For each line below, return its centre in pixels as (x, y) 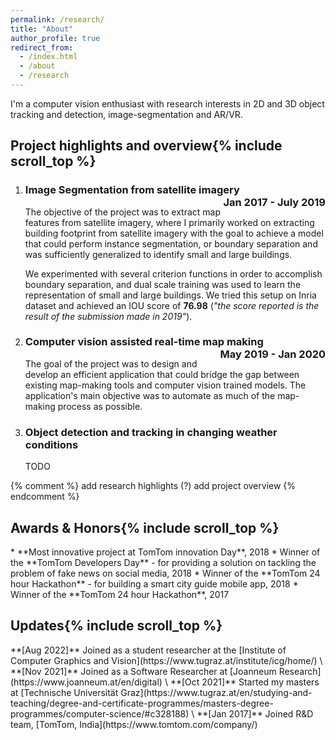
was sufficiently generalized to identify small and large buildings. (158, 254)
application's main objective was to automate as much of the (150, 395)
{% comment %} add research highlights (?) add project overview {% (153, 486)
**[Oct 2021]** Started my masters (244, 682)
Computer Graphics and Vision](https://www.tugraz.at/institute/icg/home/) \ (166, 660)
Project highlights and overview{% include (146, 146)
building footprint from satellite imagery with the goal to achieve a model (174, 233)
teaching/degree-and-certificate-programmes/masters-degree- (142, 703)
